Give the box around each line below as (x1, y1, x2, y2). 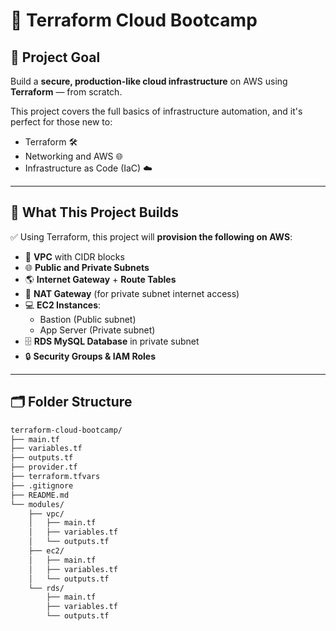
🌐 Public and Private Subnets (24, 261, 150, 273)
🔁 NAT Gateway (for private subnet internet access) (24, 287, 240, 299)
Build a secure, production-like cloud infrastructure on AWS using (10, 75, 288, 87)
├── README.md (10, 490, 70, 500)
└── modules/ (10, 499, 65, 509)
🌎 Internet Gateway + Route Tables (24, 273, 177, 285)
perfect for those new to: (10, 116, 113, 128)
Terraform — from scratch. (10, 86, 123, 98)
